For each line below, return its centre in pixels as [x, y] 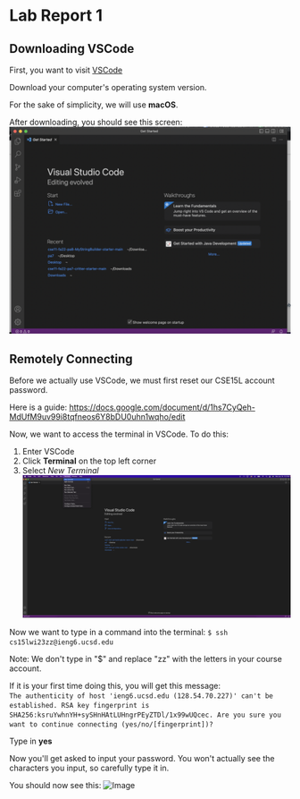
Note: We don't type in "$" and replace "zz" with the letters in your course [146, 659]
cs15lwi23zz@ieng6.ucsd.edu [62, 642]
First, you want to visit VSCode [66, 70]
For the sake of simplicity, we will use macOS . [94, 105]
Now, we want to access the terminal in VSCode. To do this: [119, 434]
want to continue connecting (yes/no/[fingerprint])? [112, 725]
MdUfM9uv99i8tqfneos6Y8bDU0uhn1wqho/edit [97, 416]
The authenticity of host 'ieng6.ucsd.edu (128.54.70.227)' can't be [142, 696]
